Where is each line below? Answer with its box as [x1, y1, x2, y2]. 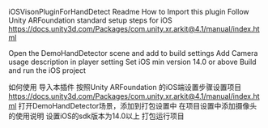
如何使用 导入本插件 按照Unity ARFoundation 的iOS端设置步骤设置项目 [8, 83, 242, 92]
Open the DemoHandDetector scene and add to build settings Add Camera [8, 49, 258, 58]
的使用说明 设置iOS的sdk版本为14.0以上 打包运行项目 [8, 111, 185, 121]
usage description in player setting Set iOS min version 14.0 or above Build [8, 57, 257, 66]
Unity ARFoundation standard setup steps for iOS [8, 15, 172, 25]
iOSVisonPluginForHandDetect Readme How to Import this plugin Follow [8, 7, 249, 16]
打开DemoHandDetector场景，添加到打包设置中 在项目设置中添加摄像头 [18, 101, 257, 110]
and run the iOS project [8, 66, 87, 75]
